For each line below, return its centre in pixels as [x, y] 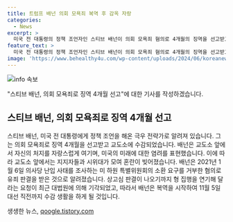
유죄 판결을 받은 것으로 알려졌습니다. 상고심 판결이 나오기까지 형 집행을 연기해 [112, 179]
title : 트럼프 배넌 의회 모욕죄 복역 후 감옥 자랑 [69, 13]
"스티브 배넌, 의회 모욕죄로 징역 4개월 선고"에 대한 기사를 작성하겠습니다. [105, 93]
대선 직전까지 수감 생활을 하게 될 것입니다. [63, 196]
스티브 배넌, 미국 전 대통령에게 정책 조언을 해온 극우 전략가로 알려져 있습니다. [111, 136]
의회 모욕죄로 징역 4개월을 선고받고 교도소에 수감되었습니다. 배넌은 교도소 [113, 144]
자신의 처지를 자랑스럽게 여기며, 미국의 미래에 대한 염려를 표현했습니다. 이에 [116, 153]
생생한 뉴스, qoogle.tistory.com [51, 211]
